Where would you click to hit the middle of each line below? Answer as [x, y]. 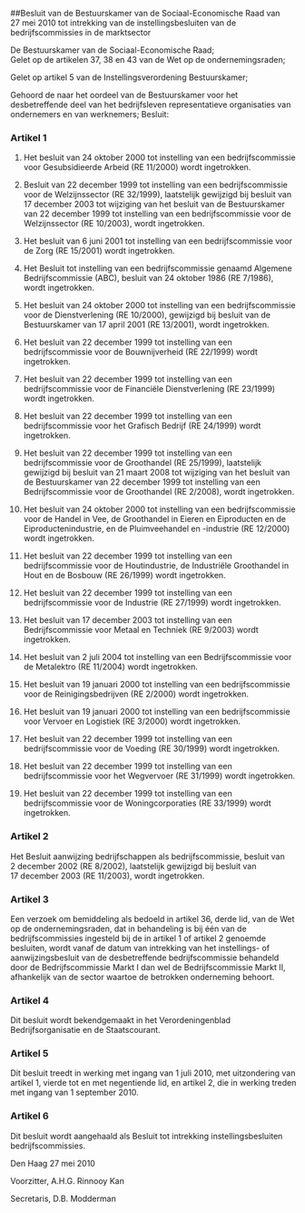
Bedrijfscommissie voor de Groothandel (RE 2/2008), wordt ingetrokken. [159, 492]
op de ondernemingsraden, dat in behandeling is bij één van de [129, 928]
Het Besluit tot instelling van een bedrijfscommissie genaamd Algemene [158, 268]
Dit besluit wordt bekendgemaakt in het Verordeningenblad [120, 1020]
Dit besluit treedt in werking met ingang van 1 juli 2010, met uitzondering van [153, 1073]
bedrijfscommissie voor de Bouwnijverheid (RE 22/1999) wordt [140, 352]
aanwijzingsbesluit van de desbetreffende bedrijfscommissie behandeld [145, 957]
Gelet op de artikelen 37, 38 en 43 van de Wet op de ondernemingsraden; [148, 60]
